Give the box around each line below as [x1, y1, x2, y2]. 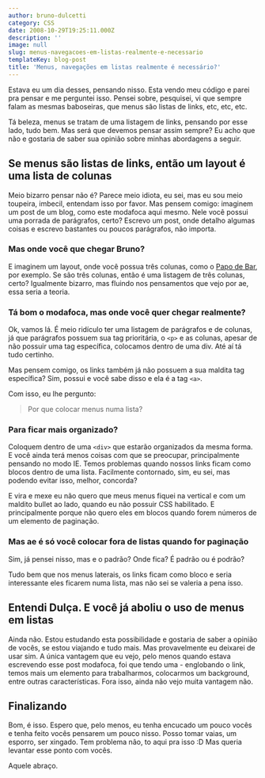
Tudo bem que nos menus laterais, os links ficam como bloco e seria [8, 570, 232, 579]
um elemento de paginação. [8, 517, 100, 526]
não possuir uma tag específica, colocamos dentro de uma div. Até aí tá [8, 341, 242, 351]
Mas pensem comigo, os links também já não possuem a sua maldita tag [8, 365, 245, 375]
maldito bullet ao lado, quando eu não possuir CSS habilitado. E [8, 500, 215, 509]
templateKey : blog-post [8, 56, 87, 64]
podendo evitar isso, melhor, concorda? [8, 476, 138, 486]
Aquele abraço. [8, 761, 59, 771]
